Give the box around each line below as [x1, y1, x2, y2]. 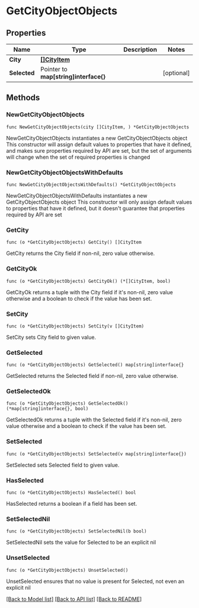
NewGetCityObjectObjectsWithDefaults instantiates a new [6, 192, 147, 199]
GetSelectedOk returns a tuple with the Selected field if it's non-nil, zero [6, 416, 182, 423]
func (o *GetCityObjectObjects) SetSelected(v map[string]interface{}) [6, 451, 187, 457]
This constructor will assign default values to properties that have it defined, [6, 141, 192, 148]
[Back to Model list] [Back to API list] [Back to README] [6, 596, 142, 603]
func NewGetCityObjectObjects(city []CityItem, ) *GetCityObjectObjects [6, 124, 190, 130]
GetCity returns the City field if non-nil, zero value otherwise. [6, 250, 155, 257]
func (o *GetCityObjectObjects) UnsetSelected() [6, 567, 129, 573]
